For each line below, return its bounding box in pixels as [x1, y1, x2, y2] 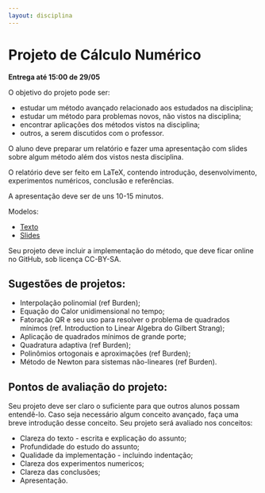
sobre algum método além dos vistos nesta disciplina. [8, 152, 184, 161]
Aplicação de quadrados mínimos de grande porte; [19, 332, 186, 341]
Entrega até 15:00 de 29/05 [8, 72, 101, 82]
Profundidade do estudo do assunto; [19, 442, 140, 452]
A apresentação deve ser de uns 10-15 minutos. [8, 191, 164, 201]
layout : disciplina [8, 11, 73, 20]
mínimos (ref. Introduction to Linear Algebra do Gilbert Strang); [19, 323, 225, 333]
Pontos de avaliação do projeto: [8, 380, 168, 394]
